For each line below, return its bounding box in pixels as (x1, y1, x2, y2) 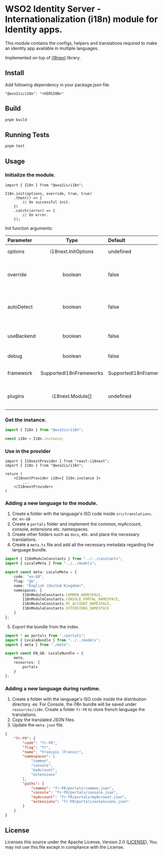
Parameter (7, 237, 33, 244)
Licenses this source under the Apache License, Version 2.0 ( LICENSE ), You (5, 839, 158, 845)
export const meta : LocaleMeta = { (5, 570, 77, 575)
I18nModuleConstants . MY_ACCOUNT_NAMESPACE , (22, 602, 112, 606)
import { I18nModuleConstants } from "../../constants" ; (5, 556, 123, 561)
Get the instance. (5, 416, 47, 423)
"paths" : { (22, 781, 45, 786)
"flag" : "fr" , (22, 745, 51, 750)
